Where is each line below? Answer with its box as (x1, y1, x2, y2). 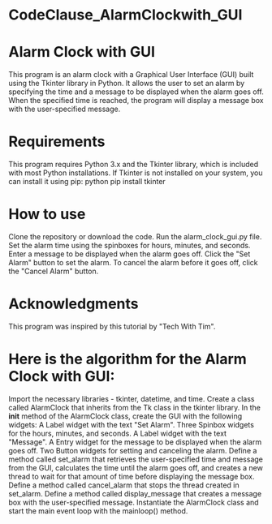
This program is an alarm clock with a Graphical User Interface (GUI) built (8, 70, 254, 79)
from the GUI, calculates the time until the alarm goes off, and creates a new (8, 462, 264, 472)
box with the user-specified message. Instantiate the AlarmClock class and (8, 497, 259, 507)
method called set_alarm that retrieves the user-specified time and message (8, 454, 264, 464)
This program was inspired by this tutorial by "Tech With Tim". (8, 321, 216, 331)
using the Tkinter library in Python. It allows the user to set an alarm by (8, 79, 245, 88)
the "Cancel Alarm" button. (8, 266, 99, 276)
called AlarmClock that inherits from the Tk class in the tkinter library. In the (8, 402, 261, 412)
